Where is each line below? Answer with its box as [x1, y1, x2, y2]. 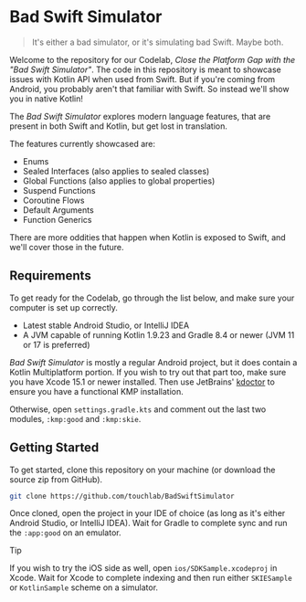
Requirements [9, 268, 91, 284]
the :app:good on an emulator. [9, 527, 121, 538]
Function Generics [22, 214, 92, 225]
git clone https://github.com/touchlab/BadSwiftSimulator [9, 491, 235, 501]
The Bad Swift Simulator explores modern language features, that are [9, 111, 271, 121]
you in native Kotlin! [9, 93, 84, 104]
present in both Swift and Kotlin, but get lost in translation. [9, 121, 228, 132]
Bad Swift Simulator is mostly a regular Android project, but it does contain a [9, 356, 298, 367]
